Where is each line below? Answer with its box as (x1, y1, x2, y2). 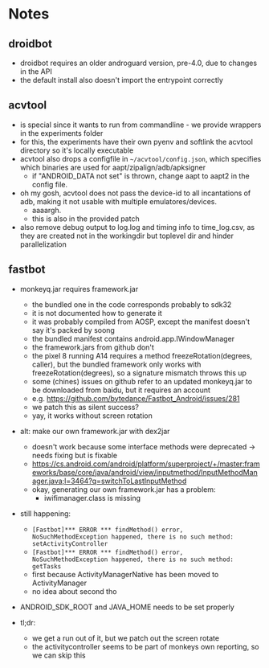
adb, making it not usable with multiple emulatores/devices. (19, 196, 217, 206)
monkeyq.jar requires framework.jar (19, 284, 139, 293)
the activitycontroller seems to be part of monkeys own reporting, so (31, 641, 259, 651)
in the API (19, 67, 52, 76)
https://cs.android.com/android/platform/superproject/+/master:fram (31, 459, 260, 469)
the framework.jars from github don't (31, 342, 155, 352)
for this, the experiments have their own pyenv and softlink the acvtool (19, 137, 253, 146)
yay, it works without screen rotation (31, 411, 153, 420)
